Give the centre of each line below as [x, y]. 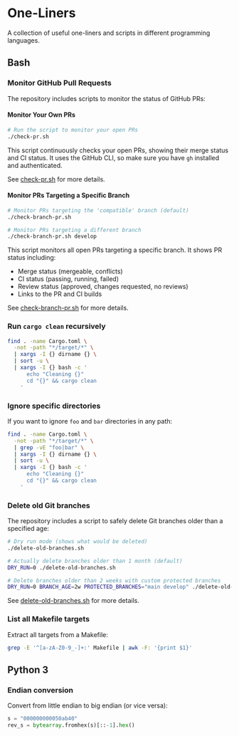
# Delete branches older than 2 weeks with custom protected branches [114, 580]
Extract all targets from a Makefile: [58, 634]
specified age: [28, 529]
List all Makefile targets [49, 619]
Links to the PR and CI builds [60, 294]
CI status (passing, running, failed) [68, 279]
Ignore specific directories [54, 406]
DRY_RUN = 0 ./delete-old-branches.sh [62, 567]
